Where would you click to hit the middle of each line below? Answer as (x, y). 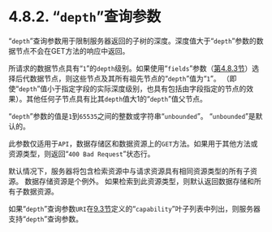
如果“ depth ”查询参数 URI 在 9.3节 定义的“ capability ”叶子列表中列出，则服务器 (135, 208)
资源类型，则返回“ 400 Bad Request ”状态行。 (82, 153)
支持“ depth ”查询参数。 (46, 219)
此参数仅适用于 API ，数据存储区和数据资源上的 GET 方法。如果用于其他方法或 (133, 143)
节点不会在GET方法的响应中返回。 (72, 50)
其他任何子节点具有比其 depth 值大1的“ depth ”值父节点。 (116, 98)
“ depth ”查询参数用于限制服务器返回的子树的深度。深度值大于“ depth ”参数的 (133, 41)
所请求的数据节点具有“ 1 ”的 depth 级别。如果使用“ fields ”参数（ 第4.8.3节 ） (130, 68)
